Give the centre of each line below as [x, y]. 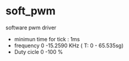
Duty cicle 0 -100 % [38, 51]
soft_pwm [31, 11]
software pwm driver [31, 28]
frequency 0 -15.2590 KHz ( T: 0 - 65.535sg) [69, 45]
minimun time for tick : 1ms [47, 39]
